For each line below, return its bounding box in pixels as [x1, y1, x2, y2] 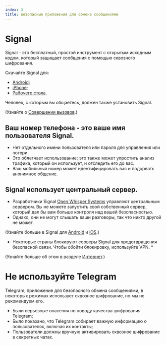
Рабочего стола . [12, 90, 47, 96]
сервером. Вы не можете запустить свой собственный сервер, [12, 204, 147, 210]
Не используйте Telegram [5, 271, 117, 282]
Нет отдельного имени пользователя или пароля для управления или [12, 144, 160, 150]
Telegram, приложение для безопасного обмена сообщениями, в [5, 287, 144, 293]
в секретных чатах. [12, 334, 54, 340]
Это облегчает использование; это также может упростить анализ [12, 155, 155, 161]
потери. [12, 150, 29, 156]
